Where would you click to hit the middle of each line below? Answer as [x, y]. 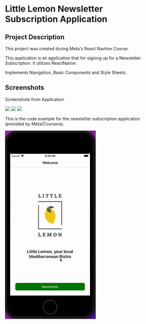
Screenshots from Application [35, 99]
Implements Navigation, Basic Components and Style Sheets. [66, 73]
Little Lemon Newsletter [54, 9]
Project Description [35, 37]
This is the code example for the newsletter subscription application [73, 118]
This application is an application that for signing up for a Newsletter [73, 58]
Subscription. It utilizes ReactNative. [41, 63]
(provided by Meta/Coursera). [35, 124]
